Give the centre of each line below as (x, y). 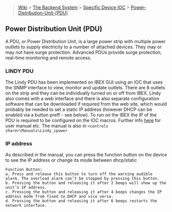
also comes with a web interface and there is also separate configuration (82, 99)
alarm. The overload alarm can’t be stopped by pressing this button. (82, 179)
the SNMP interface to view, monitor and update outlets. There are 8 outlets (85, 88)
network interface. (26, 206)
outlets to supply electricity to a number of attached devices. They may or (83, 47)
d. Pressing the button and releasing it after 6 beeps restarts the (81, 201)
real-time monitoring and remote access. (48, 57)
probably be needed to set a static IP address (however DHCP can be (79, 109)
